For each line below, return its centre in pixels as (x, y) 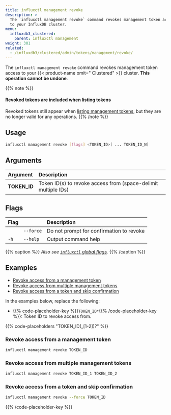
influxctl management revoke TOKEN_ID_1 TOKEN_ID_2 (61, 374)
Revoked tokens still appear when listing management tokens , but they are (83, 111)
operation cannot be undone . (37, 78)
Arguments (24, 160)
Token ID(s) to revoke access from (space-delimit (98, 183)
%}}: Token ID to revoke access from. (52, 316)
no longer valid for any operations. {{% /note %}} (57, 117)
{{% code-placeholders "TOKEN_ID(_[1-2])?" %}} (57, 326)
